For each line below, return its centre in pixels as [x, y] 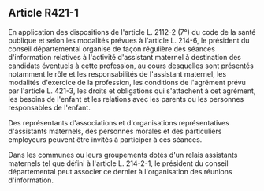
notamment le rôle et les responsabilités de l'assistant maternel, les [117, 73]
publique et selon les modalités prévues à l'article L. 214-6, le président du [129, 40]
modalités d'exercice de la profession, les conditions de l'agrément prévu [127, 82]
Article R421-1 [43, 13]
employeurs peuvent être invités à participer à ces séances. [105, 139]
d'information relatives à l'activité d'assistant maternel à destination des [125, 57]
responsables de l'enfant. [49, 107]
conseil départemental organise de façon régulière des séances [112, 49]
